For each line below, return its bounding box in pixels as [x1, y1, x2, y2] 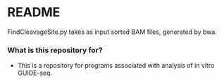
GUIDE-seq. [17, 68, 53, 78]
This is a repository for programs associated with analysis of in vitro [17, 61, 215, 70]
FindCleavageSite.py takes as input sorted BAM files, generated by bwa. [7, 28, 217, 36]
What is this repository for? [7, 45, 104, 55]
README [7, 4, 61, 20]
